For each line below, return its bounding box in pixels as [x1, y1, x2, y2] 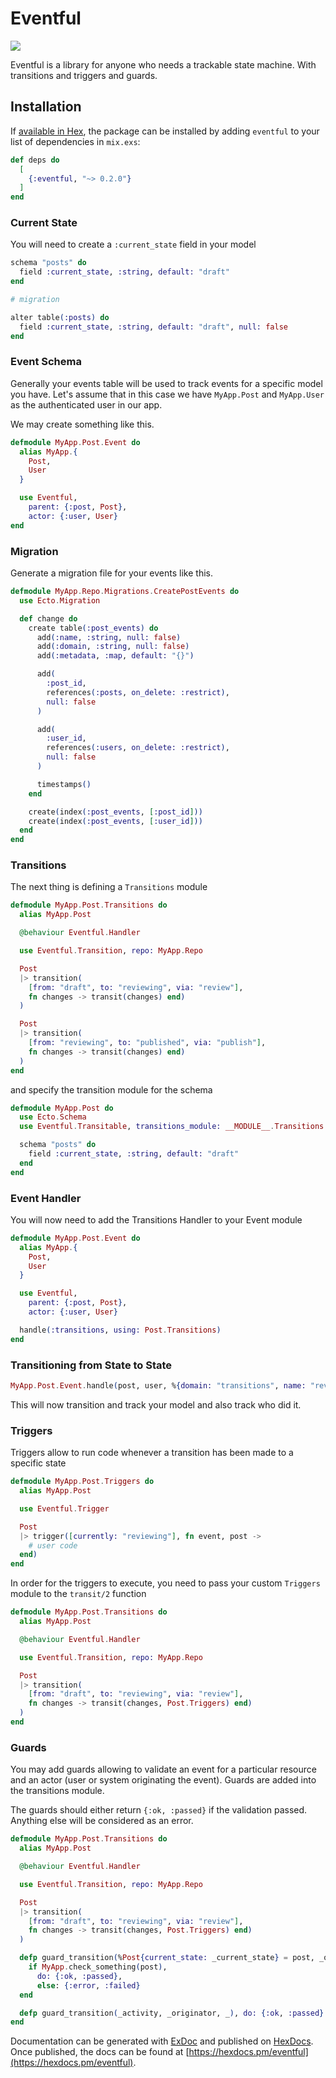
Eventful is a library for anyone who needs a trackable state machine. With [10, 58, 317, 71]
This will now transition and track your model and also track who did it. [10, 1398, 302, 1411]
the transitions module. [10, 1785, 105, 1797]
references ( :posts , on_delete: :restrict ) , [46, 687, 230, 697]
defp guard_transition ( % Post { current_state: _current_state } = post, [19, 1953, 315, 1963]
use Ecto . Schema [19, 1112, 87, 1122]
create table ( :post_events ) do [28, 623, 159, 633]
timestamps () [36, 779, 92, 789]
